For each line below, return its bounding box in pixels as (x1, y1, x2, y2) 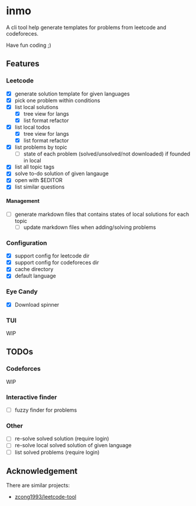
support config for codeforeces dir (14, 259, 99, 266)
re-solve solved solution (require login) (14, 435, 109, 443)
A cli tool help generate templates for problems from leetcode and (6, 24, 166, 31)
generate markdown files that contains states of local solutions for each (14, 211, 190, 218)
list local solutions (14, 103, 59, 110)
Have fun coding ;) (6, 42, 51, 49)
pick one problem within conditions (14, 97, 100, 104)
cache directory (14, 266, 54, 273)
